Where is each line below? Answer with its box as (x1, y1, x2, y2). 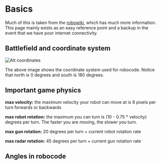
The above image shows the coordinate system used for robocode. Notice (5, 67, 155, 72)
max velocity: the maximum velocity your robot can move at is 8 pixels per (5, 99, 156, 105)
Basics (5, 3, 33, 15)
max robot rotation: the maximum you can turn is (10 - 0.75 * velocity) (5, 114, 147, 119)
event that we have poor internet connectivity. (5, 30, 98, 36)
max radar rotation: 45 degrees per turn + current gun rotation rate (5, 138, 141, 144)
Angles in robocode (5, 152, 66, 160)
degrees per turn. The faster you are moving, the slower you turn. (5, 119, 137, 125)
